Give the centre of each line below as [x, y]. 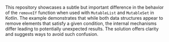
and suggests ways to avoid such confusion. [52, 34]
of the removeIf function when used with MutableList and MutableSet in [80, 13]
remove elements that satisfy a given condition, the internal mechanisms [81, 23]
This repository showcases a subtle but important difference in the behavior [84, 7]
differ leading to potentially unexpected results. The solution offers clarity [82, 29]
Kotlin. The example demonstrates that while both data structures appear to [84, 18]
